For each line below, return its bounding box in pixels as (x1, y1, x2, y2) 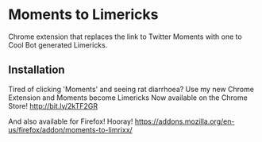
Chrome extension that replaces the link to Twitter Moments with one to (8, 32, 242, 41)
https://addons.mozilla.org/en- (134, 117, 235, 126)
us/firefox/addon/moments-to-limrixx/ (8, 125, 133, 134)
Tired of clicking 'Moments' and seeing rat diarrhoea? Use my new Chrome (8, 84, 254, 94)
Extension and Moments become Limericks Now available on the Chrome (8, 93, 248, 102)
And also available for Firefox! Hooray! (8, 117, 133, 126)
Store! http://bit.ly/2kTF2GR (8, 101, 98, 110)
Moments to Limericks (8, 6, 159, 24)
